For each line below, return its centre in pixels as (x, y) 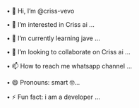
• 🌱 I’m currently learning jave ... (53, 38)
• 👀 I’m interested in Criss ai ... (50, 24)
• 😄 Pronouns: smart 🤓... (43, 82)
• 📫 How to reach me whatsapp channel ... (69, 66)
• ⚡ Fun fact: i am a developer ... (53, 97)
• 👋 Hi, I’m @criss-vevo (41, 11)
